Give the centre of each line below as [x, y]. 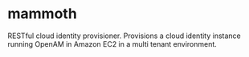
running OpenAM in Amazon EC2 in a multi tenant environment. [112, 44]
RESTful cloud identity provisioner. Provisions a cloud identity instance [124, 36]
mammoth [42, 14]
